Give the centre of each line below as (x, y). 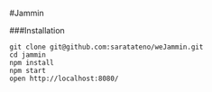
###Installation (37, 30)
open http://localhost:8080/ (64, 78)
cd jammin (28, 55)
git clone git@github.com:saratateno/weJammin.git (106, 47)
